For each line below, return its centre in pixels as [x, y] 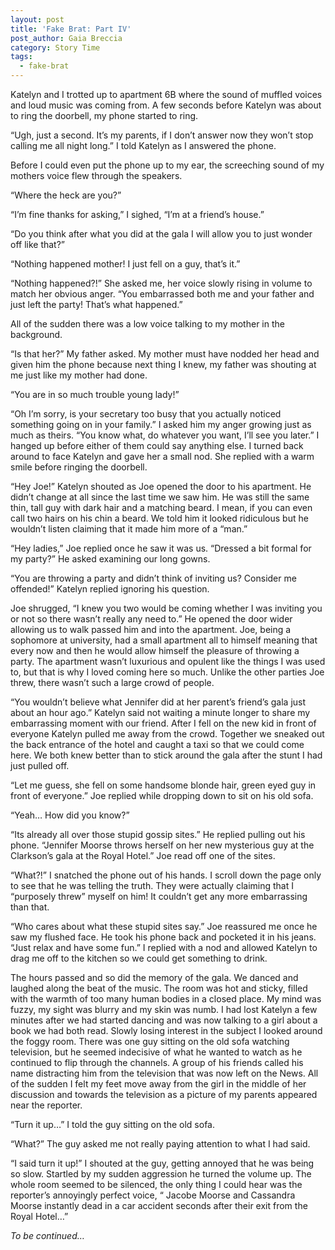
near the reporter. [46, 1105]
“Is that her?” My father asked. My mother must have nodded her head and [165, 354]
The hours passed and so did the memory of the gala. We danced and [154, 977]
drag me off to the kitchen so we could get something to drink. [139, 958]
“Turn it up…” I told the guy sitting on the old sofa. [113, 1124]
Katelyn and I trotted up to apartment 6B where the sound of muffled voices [166, 94]
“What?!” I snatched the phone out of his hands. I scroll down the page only [166, 875]
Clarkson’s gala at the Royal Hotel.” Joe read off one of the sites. [143, 855]
